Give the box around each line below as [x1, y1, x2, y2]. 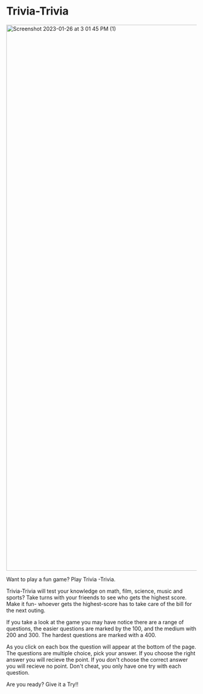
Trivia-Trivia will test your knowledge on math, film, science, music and [6, 587, 183, 595]
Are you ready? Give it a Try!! [6, 681, 79, 688]
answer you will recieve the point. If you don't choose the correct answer [6, 656, 188, 663]
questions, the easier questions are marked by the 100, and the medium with [6, 625, 196, 632]
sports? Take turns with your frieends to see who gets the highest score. [6, 593, 187, 601]
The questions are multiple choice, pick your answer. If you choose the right [6, 649, 196, 656]
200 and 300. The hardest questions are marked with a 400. [6, 631, 156, 638]
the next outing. [6, 607, 46, 614]
